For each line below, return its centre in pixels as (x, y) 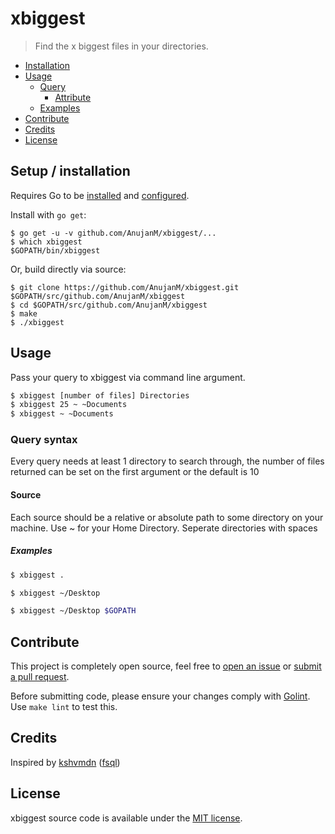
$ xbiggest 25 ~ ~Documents (69, 405)
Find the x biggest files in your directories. (121, 46)
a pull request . (40, 677)
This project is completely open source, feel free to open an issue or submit (166, 666)
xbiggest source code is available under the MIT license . (126, 818)
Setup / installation (70, 171)
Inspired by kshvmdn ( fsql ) (65, 762)
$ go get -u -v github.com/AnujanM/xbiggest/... (113, 233)
